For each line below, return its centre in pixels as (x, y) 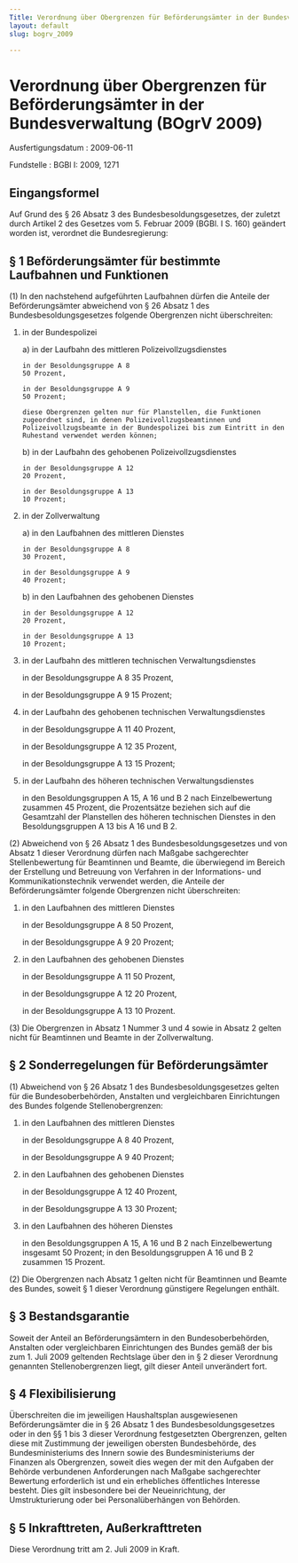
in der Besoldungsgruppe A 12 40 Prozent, (99, 1191)
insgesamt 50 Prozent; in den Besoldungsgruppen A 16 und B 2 (137, 1253)
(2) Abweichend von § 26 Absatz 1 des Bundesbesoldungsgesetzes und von (149, 843)
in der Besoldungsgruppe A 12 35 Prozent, (99, 746)
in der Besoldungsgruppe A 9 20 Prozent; (98, 942)
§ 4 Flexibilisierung (63, 1394)
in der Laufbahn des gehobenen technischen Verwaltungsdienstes (144, 711)
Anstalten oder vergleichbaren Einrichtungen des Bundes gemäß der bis (141, 1347)
